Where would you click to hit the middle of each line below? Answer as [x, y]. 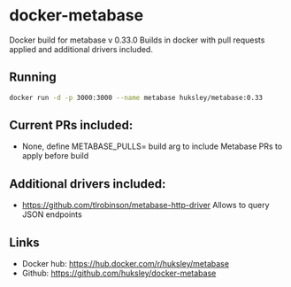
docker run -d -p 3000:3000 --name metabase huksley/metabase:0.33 [136, 97]
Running [33, 78]
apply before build [55, 156]
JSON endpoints [52, 214]
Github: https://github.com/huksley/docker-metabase [119, 273]
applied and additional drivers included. [81, 49]
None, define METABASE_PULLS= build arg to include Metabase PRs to [152, 146]
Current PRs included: [71, 125]
